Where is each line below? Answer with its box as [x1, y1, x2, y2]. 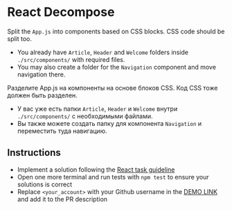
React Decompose [7, 4, 115, 20]
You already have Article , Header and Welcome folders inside [17, 48, 189, 56]
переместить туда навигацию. [17, 127, 107, 135]
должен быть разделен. [7, 91, 78, 99]
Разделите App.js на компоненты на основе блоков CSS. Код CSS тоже [7, 83, 218, 92]
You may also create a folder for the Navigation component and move [17, 63, 217, 71]
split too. [7, 34, 33, 42]
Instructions [7, 147, 61, 159]
